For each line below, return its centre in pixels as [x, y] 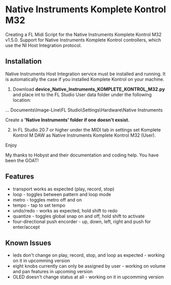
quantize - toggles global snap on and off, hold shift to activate [79, 216]
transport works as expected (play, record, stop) [64, 189]
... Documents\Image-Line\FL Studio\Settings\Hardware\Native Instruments [84, 110]
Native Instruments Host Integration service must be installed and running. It [86, 74]
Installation [23, 62]
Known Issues [28, 243]
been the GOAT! [22, 160]
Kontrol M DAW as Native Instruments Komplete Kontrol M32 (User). [84, 135]
